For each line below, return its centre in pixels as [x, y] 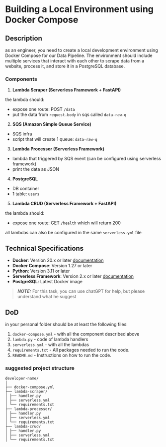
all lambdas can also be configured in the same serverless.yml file [73, 233]
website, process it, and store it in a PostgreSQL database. [65, 66]
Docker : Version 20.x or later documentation [58, 260]
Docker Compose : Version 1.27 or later [52, 266]
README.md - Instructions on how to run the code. [62, 355]
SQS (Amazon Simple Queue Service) [52, 124]
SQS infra [22, 134]
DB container [26, 189]
